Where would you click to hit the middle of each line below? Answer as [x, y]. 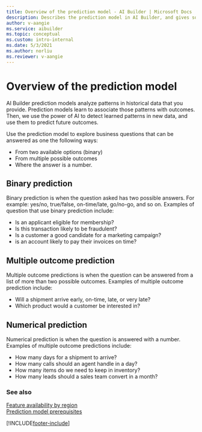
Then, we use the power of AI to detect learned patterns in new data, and [97, 116]
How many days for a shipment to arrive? [66, 357]
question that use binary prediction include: [60, 211]
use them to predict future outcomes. [52, 122]
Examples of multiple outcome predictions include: [69, 346]
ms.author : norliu [29, 51]
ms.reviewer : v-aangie [35, 57]
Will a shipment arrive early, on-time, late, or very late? [83, 300]
